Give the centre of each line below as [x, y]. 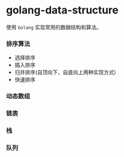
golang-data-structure [62, 10]
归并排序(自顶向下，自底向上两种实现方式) [65, 72]
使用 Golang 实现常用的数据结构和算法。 [54, 27]
